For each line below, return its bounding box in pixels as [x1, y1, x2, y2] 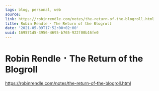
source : [5, 12, 21, 17]
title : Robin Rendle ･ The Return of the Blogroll [5, 21, 112, 26]
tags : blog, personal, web [5, 7, 61, 12]
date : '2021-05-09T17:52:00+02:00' [5, 26, 79, 31]
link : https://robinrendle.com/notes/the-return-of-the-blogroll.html [5, 16, 155, 21]
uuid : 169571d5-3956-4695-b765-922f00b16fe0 [5, 30, 99, 35]
